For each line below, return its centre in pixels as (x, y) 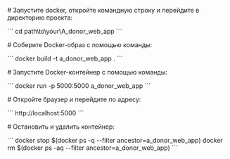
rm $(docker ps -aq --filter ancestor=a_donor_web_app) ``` (92, 148)
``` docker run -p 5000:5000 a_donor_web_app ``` (79, 86)
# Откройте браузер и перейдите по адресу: (74, 99)
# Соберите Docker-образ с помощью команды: (80, 45)
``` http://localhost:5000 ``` (46, 113)
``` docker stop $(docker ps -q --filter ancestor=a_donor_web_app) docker (115, 140)
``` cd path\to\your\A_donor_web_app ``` (65, 31)
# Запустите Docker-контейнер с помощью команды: (87, 72)
